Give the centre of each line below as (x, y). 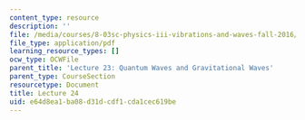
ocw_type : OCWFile (44, 60)
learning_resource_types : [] (64, 51)
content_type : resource (54, 18)
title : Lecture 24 (44, 93)
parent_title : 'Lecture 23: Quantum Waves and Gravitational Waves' (142, 69)
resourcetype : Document (54, 85)
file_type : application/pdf (63, 43)
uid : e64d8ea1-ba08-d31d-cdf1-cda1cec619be (93, 102)
